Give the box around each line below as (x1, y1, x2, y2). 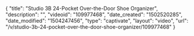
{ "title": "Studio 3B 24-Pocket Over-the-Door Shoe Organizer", (5, 5, 158, 12)
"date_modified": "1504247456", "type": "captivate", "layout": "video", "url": (5, 17, 189, 24)
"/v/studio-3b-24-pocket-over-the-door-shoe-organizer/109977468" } (5, 23, 176, 30)
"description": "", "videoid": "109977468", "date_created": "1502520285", (5, 11, 183, 18)
